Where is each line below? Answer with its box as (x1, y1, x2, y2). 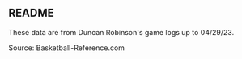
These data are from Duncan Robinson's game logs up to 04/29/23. (8, 27, 235, 37)
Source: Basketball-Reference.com (8, 43, 125, 53)
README (8, 6, 54, 20)
